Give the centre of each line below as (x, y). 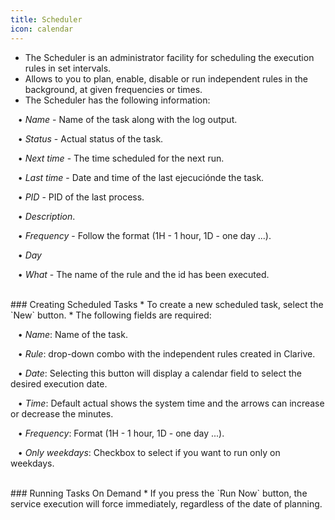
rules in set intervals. (68, 68)
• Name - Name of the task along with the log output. (127, 119)
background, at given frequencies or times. (113, 89)
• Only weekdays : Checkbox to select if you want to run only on (149, 452)
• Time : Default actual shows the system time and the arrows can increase (171, 403)
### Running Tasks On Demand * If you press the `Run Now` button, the (159, 493)
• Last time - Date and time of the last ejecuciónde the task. (141, 177)
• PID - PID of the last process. (81, 197)
